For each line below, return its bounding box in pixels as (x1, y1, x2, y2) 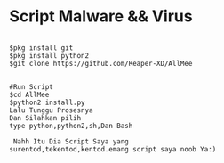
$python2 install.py (9, 98, 86, 107)
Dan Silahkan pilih (9, 113, 82, 122)
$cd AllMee (9, 90, 50, 99)
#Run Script (9, 82, 53, 91)
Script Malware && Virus (9, 6, 193, 27)
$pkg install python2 (9, 51, 90, 60)
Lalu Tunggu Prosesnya (9, 105, 93, 115)
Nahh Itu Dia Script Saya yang (12, 136, 129, 146)
